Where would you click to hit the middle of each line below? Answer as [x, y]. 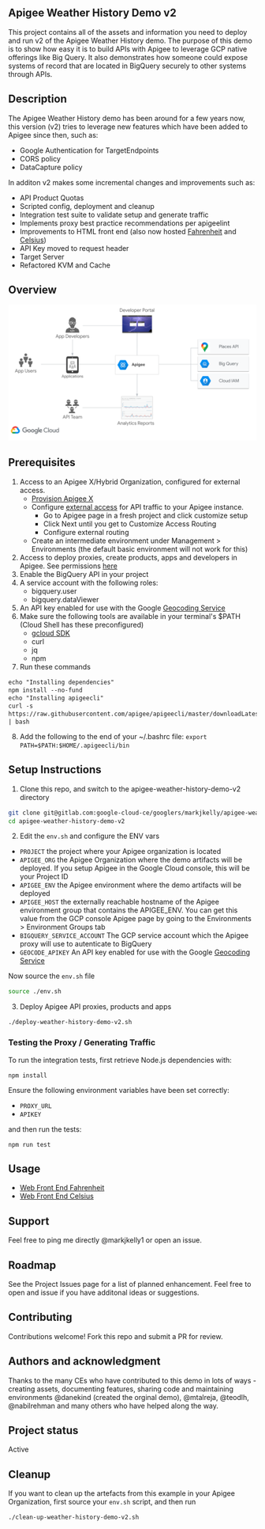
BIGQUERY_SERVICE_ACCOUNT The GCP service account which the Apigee [134, 935]
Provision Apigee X [62, 499]
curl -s [21, 706]
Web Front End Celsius [57, 1196]
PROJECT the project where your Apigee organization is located [120, 852]
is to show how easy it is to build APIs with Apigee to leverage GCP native [128, 49]
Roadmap [32, 1265]
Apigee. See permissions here [69, 566]
